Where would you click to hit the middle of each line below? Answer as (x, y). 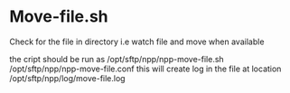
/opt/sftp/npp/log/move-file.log (67, 78)
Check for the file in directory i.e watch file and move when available (137, 42)
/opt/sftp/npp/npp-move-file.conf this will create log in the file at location (145, 69)
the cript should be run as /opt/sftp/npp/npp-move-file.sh (117, 59)
